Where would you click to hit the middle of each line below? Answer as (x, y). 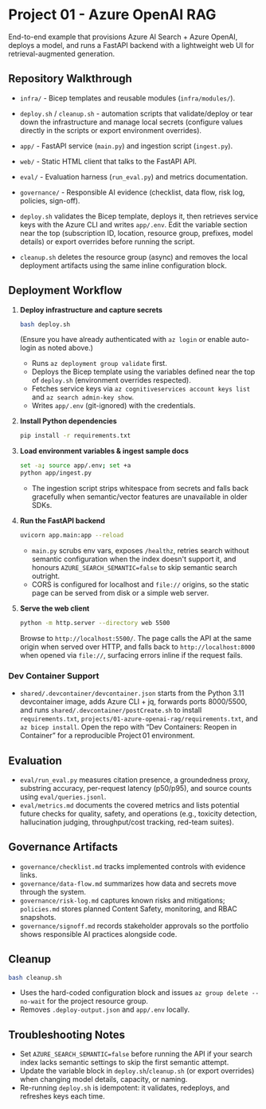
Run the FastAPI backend (63, 521)
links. (28, 875)
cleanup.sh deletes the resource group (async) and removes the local (134, 257)
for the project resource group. (98, 1001)
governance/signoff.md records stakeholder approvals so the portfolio (134, 926)
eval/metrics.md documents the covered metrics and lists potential (130, 805)
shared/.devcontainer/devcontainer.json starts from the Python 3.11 (132, 693)
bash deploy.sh (45, 324)
